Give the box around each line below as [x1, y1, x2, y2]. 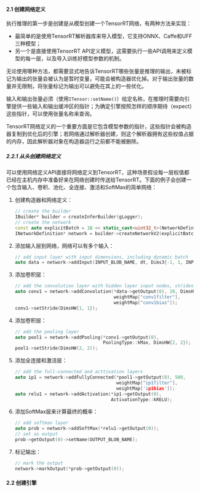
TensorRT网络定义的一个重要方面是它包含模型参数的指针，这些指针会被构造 [6, 123, 192, 130]
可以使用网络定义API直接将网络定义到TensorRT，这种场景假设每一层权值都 [6, 169, 190, 176]
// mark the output [14, 460, 64, 466]
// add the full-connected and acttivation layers [14, 369, 143, 375]
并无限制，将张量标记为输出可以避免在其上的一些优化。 [11, 82, 147, 90]
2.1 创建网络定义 [6, 5, 46, 13]
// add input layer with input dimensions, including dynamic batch [14, 254, 189, 260]
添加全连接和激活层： [14, 357, 67, 364]
